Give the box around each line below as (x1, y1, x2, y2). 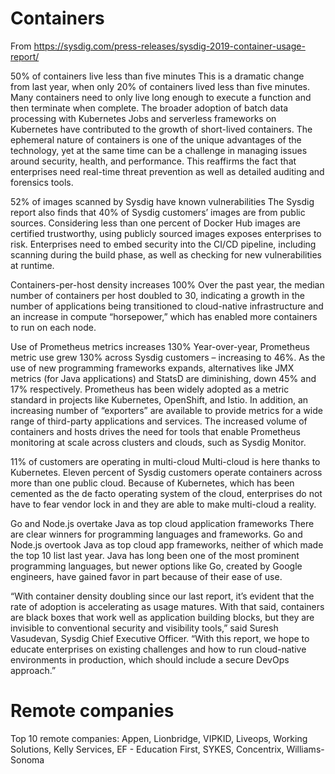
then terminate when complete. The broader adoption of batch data (10, 102, 289, 114)
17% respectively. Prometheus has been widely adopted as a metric (10, 383, 290, 395)
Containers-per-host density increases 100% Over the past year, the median (10, 278, 325, 291)
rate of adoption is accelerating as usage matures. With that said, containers (10, 600, 325, 612)
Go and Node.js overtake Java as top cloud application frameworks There (10, 517, 315, 529)
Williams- (286, 743, 325, 755)
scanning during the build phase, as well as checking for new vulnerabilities (10, 248, 322, 261)
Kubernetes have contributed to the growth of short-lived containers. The (10, 123, 313, 135)
